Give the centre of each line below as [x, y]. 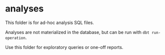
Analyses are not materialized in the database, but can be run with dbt [77, 32]
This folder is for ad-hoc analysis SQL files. [49, 22]
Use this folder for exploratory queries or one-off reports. [64, 47]
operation [15, 38]
